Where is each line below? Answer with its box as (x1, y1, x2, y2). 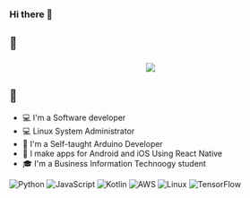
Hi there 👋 (9, 8, 54, 21)
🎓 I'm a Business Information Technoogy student (22, 159, 206, 169)
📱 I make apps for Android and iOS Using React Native (22, 148, 223, 159)
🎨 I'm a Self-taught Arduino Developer (22, 139, 163, 150)
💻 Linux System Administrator (22, 125, 135, 137)
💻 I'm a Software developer (22, 112, 126, 124)
